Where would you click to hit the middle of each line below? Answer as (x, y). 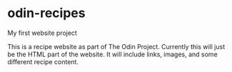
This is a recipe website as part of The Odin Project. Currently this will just (116, 46)
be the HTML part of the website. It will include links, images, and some (112, 54)
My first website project (42, 33)
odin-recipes (46, 13)
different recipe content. (43, 61)
